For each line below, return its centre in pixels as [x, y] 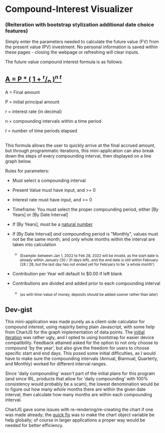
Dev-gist [19, 309]
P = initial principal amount [32, 102]
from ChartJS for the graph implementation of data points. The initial [75, 332]
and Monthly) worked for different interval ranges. [56, 364]
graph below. [19, 161]
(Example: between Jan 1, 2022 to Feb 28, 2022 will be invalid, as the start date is [89, 256]
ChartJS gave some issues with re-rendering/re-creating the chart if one [79, 410]
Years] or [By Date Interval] [40, 214]
